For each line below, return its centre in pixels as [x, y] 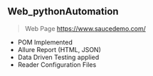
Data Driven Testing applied [58, 57]
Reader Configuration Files [57, 64]
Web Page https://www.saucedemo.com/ [85, 28]
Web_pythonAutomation [63, 12]
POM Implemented [45, 42]
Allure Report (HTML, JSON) [59, 49]
